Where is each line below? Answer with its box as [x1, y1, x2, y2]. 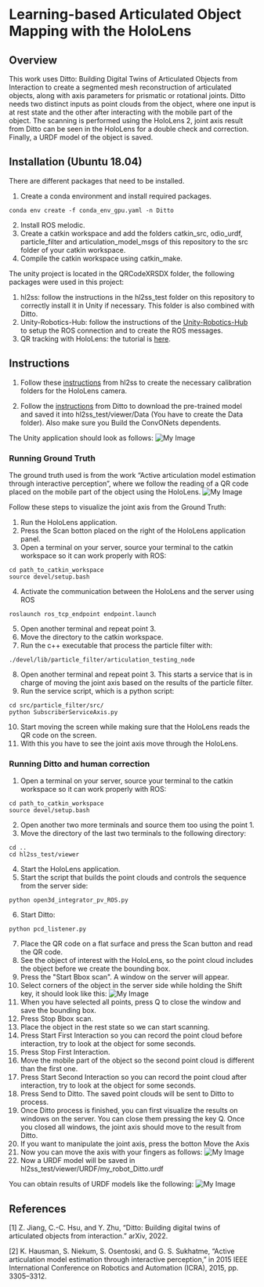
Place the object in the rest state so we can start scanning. [20, 1023, 210, 1032]
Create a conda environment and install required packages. [20, 191, 212, 201]
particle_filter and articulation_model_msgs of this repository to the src [20, 237, 249, 246]
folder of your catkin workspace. [20, 245, 126, 254]
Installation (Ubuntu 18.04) [9, 155, 143, 169]
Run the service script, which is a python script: [20, 686, 175, 695]
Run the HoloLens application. [20, 517, 118, 527]
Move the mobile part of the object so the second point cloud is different [20, 1055, 255, 1065]
